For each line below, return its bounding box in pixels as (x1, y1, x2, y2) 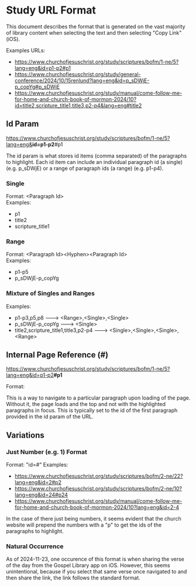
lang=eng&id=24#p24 (14, 491, 68, 498)
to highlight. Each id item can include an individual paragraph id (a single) (6, 158, 183, 165)
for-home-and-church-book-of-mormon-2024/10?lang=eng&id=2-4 (14, 504, 180, 511)
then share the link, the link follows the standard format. (6, 574, 140, 582)
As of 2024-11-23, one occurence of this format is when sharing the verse (6, 556, 184, 563)
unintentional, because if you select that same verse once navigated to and (6, 568, 187, 575)
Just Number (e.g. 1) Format (6, 448, 88, 456)
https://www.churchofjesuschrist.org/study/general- (14, 71, 142, 78)
